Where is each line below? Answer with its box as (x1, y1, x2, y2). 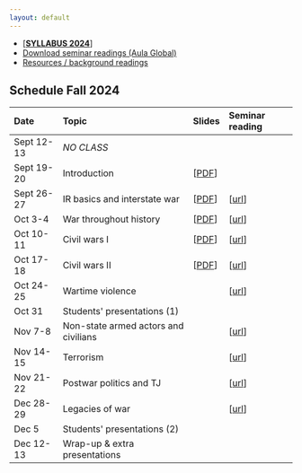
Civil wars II (62, 259, 111, 272)
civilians (62, 331, 97, 344)
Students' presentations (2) (62, 423, 180, 435)
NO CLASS (62, 141, 109, 153)
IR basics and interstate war (62, 193, 180, 206)
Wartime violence (62, 285, 137, 297)
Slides (192, 115, 220, 127)
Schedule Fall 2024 (9, 83, 120, 99)
